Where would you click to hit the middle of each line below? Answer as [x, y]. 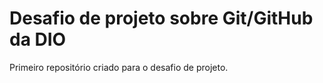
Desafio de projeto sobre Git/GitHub [161, 18]
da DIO [38, 39]
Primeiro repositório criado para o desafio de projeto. [119, 67]
